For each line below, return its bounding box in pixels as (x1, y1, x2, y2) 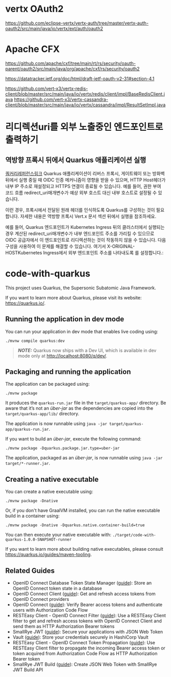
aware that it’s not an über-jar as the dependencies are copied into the (5, 405, 154, 411)
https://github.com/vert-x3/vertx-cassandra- (14, 96, 108, 102)
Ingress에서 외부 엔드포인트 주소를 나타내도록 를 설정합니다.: (43, 249, 164, 255)
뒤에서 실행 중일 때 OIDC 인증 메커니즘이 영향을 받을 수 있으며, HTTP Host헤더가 (5, 177, 166, 183)
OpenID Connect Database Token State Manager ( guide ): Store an (12, 580, 152, 586)
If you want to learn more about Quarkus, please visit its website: (5, 294, 142, 300)
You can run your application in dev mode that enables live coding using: (5, 328, 158, 335)
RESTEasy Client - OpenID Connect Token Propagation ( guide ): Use (12, 640, 156, 646)
